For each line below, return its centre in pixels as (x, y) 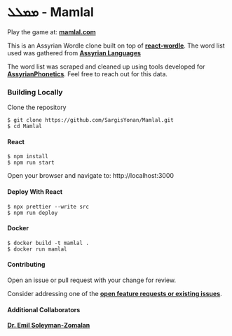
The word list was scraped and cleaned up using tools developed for (106, 66)
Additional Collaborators (44, 309)
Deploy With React (35, 192)
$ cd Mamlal (25, 127)
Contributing (26, 265)
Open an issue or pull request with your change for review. (92, 280)
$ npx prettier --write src (48, 206)
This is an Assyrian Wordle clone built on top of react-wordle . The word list (116, 45)
